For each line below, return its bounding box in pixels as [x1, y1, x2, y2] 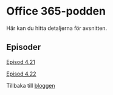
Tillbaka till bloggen [6, 82, 55, 89]
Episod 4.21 [6, 58, 35, 65]
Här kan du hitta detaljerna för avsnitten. [6, 24, 108, 32]
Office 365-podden [6, 4, 106, 18]
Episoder [6, 42, 41, 52]
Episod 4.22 [6, 70, 36, 77]
